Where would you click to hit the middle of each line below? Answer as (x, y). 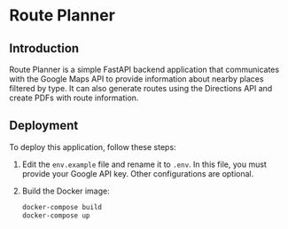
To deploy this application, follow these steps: (93, 146)
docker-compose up (56, 215)
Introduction (44, 48)
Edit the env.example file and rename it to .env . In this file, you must (144, 164)
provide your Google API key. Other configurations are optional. (138, 173)
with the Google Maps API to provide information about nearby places (136, 79)
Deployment (44, 126)
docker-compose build (62, 207)
